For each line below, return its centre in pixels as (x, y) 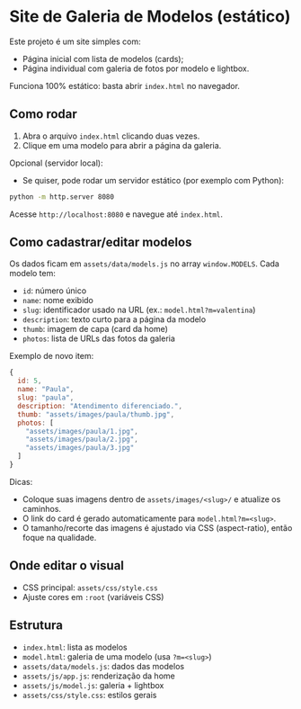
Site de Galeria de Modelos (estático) (150, 17)
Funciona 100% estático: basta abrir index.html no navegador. (125, 85)
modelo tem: (33, 274)
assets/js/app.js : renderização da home (98, 676)
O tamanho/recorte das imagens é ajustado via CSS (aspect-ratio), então (157, 527)
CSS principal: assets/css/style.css (90, 588)
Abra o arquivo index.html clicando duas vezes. (111, 136)
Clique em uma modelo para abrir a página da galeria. (122, 145)
